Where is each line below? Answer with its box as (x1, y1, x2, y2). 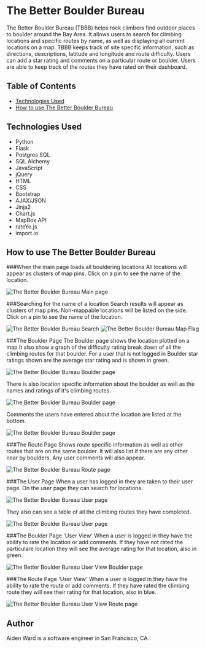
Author (6, 618, 34, 628)
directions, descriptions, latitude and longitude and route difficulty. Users (6, 50, 191, 57)
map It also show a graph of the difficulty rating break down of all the (6, 343, 181, 351)
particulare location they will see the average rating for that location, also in (6, 545, 197, 553)
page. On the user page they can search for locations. (6, 485, 143, 492)
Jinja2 (15, 203, 31, 211)
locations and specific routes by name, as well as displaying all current (6, 37, 185, 44)
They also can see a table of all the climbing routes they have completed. (6, 508, 191, 516)
